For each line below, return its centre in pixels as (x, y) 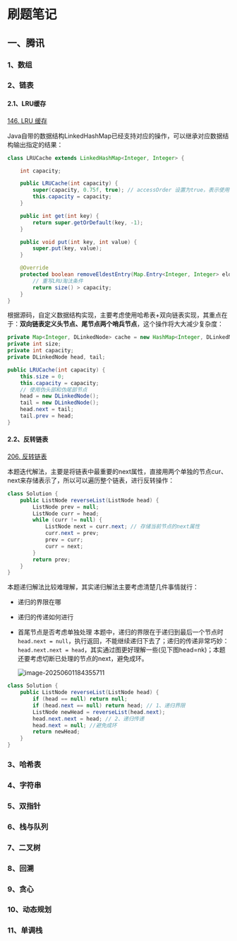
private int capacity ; (41, 351)
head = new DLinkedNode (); (60, 396)
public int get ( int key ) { (60, 216)
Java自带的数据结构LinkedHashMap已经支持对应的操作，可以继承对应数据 (115, 136)
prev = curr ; (64, 540)
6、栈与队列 (28, 826)
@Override (35, 268)
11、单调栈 (25, 930)
